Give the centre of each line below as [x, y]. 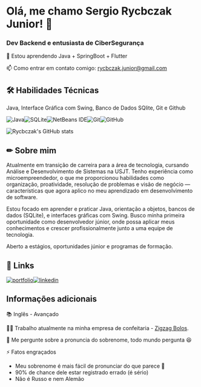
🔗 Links [20, 266]
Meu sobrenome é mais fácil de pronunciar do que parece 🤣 [90, 366]
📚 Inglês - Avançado [33, 314]
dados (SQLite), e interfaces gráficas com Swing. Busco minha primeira [96, 216]
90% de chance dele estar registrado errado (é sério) [82, 372]
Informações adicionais [52, 299]
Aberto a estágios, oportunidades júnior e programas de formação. [90, 246]
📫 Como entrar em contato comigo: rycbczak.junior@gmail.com [87, 68]
